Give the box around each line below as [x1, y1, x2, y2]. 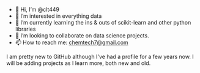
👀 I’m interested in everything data [15, 12, 102, 20]
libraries [15, 25, 36, 33]
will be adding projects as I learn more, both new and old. [6, 60, 151, 67]
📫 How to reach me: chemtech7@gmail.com [15, 39, 128, 46]
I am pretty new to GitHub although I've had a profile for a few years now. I [6, 53, 194, 60]
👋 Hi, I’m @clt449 [15, 6, 60, 13]
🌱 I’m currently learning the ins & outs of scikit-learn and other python [15, 19, 191, 26]
